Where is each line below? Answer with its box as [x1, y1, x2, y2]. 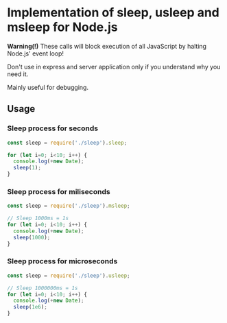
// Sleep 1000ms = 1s [7, 215, 69, 222]
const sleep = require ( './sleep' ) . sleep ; [7, 139, 128, 146]
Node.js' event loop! [7, 49, 64, 58]
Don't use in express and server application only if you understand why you [7, 62, 221, 71]
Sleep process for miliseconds [7, 187, 111, 196]
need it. [7, 70, 29, 78]
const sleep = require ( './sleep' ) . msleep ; [7, 202, 130, 210]
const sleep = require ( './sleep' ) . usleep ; [7, 272, 130, 279]
